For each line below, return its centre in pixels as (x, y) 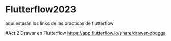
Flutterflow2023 (41, 9)
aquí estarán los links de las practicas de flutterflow (59, 23)
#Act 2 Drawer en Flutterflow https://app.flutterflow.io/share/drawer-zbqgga (86, 33)
